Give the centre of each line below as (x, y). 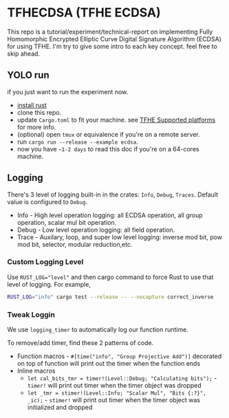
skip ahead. (23, 54)
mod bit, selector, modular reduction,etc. (75, 244)
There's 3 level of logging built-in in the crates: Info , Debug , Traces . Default (113, 195)
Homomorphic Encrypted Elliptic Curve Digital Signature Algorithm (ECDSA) (115, 38)
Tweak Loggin (31, 314)
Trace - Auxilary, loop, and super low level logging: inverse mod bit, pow (119, 237)
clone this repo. (39, 112)
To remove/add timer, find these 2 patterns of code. (80, 343)
